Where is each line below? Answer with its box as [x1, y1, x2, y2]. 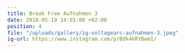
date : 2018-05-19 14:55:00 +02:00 [7, 17, 108, 23]
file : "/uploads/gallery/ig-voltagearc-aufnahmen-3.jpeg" [7, 29, 179, 36]
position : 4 [7, 23, 42, 30]
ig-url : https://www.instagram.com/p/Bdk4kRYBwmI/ [7, 36, 157, 43]
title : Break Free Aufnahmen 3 [7, 10, 98, 17]
